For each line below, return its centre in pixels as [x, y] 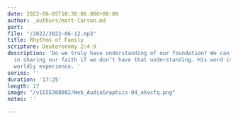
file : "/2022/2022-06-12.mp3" [52, 34]
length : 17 [23, 86]
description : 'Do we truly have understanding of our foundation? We [112, 54]
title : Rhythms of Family [45, 40]
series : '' [23, 73]
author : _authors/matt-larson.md [57, 20]
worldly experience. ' [47, 66]
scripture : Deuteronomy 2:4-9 [52, 47]
